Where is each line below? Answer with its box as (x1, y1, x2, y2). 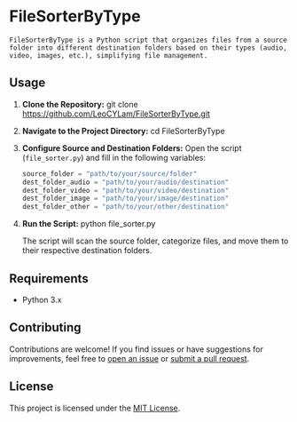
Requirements (9, 271, 89, 286)
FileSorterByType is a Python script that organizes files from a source (9, 36, 288, 44)
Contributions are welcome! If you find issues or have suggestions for (9, 344, 264, 354)
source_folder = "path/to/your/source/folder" (21, 169, 198, 179)
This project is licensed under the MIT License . (9, 402, 181, 413)
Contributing (9, 320, 82, 335)
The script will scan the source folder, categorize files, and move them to (21, 235, 289, 246)
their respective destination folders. (21, 245, 152, 256)
